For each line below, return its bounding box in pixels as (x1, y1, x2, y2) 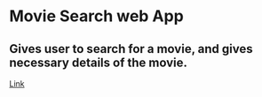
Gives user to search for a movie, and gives (9, 41, 253, 56)
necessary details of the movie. (9, 55, 188, 70)
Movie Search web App (9, 6, 184, 26)
